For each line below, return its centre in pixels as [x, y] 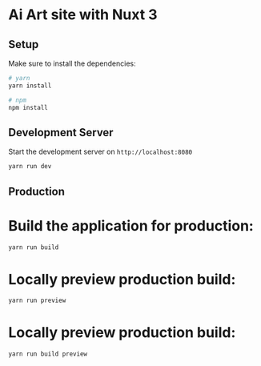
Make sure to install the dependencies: [72, 63]
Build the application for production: [131, 225]
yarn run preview [37, 301]
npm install [28, 107]
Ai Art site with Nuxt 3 [83, 15]
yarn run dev [30, 167]
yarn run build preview [48, 354]
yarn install [30, 86]
